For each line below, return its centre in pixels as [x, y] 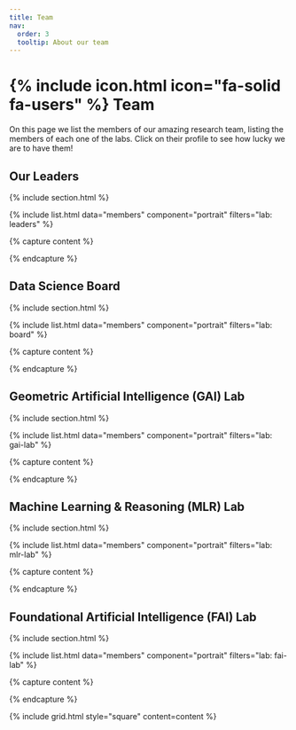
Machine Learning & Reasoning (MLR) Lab [127, 507]
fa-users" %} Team [82, 105]
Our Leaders [44, 176]
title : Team [31, 17]
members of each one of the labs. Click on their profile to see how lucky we [148, 139]
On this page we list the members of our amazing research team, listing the [146, 130]
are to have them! [41, 148]
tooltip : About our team [63, 42]
